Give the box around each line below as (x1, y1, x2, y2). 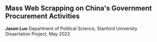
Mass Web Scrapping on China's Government (5, 4, 152, 13)
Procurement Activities (5, 12, 80, 21)
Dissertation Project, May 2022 (5, 30, 70, 37)
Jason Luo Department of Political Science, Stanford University (5, 25, 138, 31)
